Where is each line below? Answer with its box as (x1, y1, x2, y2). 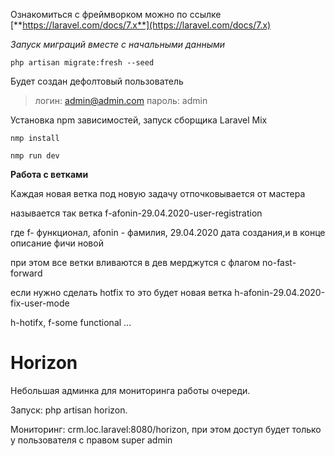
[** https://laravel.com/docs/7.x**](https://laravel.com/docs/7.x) (10, 19, 272, 31)
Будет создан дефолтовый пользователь (10, 75, 184, 87)
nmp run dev (10, 151, 60, 161)
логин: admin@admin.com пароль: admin (34, 95, 208, 106)
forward (10, 267, 43, 279)
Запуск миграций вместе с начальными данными (10, 39, 226, 50)
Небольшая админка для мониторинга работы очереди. (10, 384, 251, 396)
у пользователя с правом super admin (10, 434, 173, 446)
